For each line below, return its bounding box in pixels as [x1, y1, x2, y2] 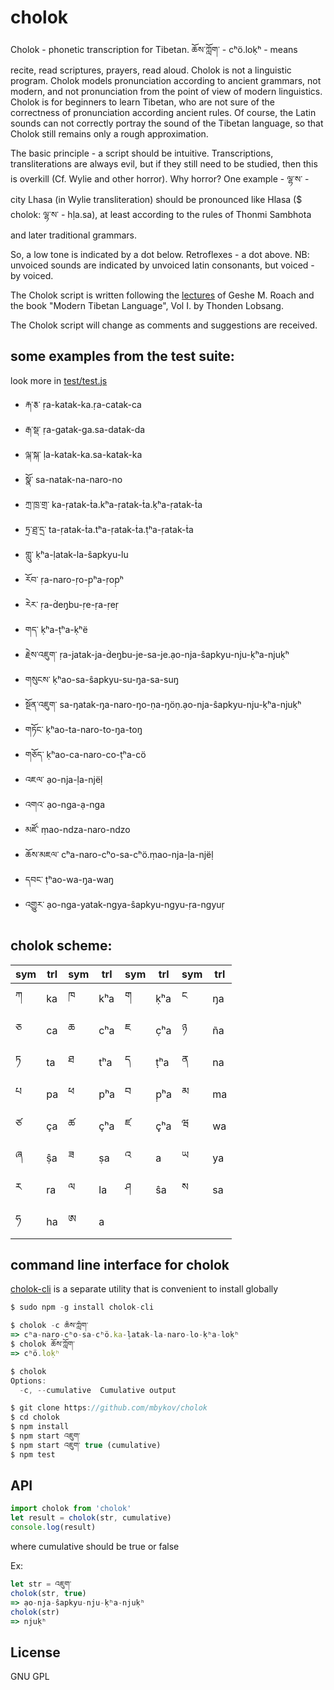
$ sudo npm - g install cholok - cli [10, 1302, 155, 1313]
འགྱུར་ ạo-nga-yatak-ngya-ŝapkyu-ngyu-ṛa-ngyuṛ [24, 898, 225, 910]
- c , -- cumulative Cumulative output [19, 1385, 177, 1395]
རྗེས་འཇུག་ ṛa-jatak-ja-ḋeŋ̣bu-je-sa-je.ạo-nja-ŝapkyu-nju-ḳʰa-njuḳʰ [24, 648, 290, 660]
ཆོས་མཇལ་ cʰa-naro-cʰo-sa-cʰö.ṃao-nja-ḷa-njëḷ [24, 848, 214, 860]
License [10, 1644, 61, 1661]
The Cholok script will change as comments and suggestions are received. [10, 319, 318, 331]
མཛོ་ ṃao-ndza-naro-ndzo [24, 823, 131, 835]
